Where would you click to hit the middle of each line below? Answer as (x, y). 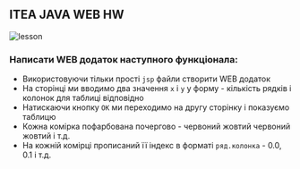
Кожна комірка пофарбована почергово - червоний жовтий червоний (156, 127)
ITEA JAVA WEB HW (67, 15)
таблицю (39, 117)
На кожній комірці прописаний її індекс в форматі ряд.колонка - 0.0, (152, 146)
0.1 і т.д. (37, 155)
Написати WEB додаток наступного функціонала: (124, 59)
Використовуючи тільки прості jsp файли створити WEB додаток (146, 79)
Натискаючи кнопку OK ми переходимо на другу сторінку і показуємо (156, 107)
